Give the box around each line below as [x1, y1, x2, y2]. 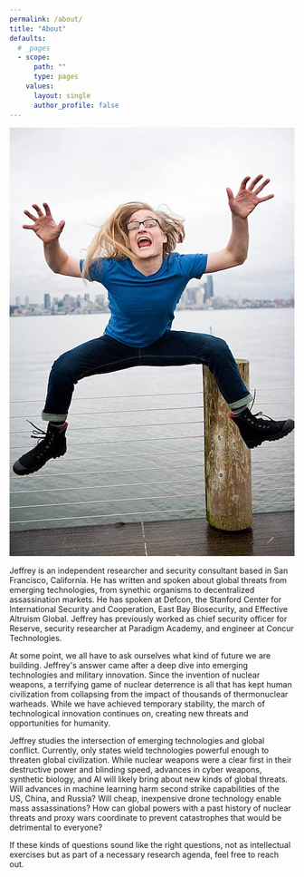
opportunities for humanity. [9, 717, 111, 728]
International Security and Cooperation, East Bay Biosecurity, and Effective [9, 603, 288, 614]
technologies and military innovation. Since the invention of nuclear [9, 669, 261, 680]
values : [25, 82, 54, 91]
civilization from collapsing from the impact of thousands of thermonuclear [9, 688, 289, 699]
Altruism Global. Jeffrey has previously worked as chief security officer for [9, 613, 288, 624]
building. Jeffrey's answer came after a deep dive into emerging [9, 659, 249, 670]
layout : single [33, 91, 91, 100]
